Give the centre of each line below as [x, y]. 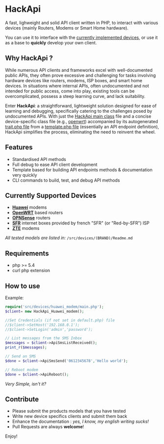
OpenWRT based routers [37, 213]
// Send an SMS [21, 356]
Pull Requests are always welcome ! [48, 427]
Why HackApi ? [29, 58]
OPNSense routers [31, 218]
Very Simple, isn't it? [26, 384]
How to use [23, 286]
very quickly [25, 175]
